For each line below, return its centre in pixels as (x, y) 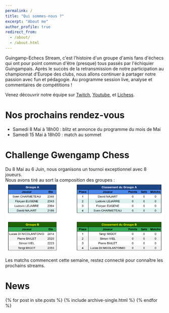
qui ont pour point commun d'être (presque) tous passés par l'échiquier (79, 63)
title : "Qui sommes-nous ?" (35, 16)
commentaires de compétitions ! (39, 85)
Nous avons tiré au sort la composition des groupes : (60, 180)
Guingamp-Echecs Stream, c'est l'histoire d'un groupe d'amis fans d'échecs (84, 58)
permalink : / (19, 11)
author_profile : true (28, 27)
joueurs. (14, 175)
